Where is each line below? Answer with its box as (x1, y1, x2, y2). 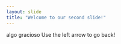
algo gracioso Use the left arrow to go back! (6, 31, 116, 38)
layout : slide (6, 8, 42, 15)
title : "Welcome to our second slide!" (6, 14, 107, 20)
